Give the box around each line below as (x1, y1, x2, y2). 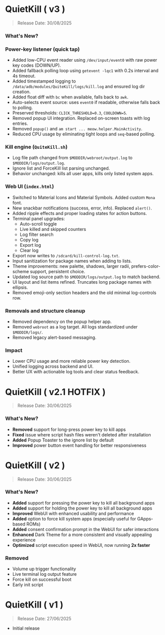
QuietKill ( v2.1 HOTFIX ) (5, 386, 106, 398)
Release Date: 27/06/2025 (17, 616, 72, 622)
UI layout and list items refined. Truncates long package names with (12, 279, 152, 285)
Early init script (12, 582, 43, 588)
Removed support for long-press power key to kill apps (12, 426, 126, 432)
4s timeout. (12, 73, 36, 79)
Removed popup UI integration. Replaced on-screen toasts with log (12, 115, 150, 121)
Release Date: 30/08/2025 (17, 20, 72, 26)
